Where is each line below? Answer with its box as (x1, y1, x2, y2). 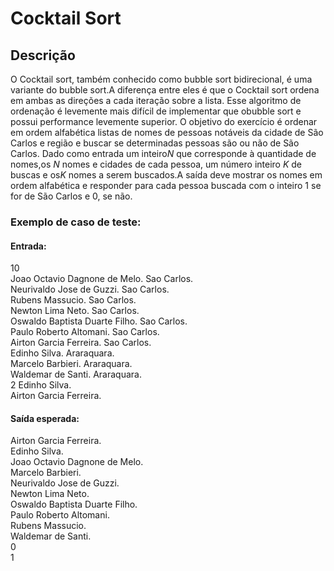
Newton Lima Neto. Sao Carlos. (10, 305, 140, 317)
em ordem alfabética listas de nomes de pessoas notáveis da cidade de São (10, 127, 324, 138)
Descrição (10, 47, 76, 64)
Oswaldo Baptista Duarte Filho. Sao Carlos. (10, 315, 188, 327)
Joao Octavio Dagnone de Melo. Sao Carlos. (10, 273, 194, 285)
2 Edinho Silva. (10, 379, 72, 391)
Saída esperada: (10, 412, 80, 424)
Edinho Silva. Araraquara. (10, 347, 115, 359)
